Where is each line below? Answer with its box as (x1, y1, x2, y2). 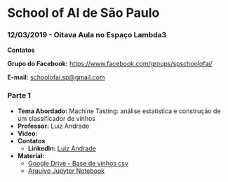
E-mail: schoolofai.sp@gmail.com (7, 73, 105, 82)
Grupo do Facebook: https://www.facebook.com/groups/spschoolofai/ (7, 60, 213, 68)
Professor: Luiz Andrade (17, 122, 90, 130)
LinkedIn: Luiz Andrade (27, 144, 96, 152)
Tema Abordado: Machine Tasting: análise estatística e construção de (17, 107, 221, 115)
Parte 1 (7, 91, 32, 100)
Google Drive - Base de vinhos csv (27, 159, 128, 167)
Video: (17, 129, 38, 138)
